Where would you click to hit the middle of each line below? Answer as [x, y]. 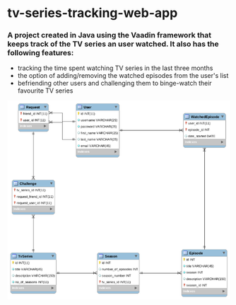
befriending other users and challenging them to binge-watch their [114, 84]
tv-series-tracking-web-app [93, 13]
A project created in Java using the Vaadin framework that [110, 35]
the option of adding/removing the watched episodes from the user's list [123, 76]
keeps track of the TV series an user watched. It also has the [113, 44]
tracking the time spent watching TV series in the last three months [115, 68]
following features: [41, 53]
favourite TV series [45, 91]
